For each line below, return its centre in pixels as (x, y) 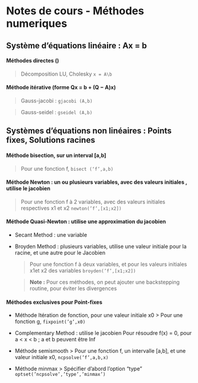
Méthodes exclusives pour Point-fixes (54, 302)
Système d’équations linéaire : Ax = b (77, 45)
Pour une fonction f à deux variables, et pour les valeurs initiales (108, 264)
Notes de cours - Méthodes (75, 11)
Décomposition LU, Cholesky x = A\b (66, 74)
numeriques (37, 23)
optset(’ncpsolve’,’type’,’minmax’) (60, 375)
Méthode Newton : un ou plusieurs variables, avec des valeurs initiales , (97, 182)
